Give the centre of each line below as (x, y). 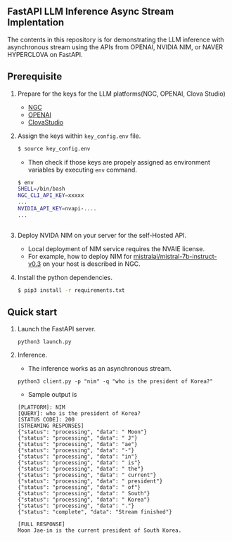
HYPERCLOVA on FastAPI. (45, 54)
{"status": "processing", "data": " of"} (79, 488)
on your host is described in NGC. (91, 264)
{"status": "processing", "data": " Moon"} (82, 432)
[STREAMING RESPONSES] (51, 426)
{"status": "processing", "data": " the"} (80, 469)
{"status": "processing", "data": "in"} (77, 457)
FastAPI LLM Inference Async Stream (91, 12)
